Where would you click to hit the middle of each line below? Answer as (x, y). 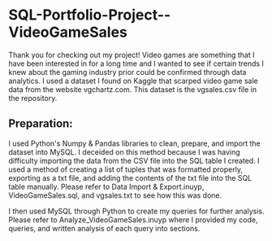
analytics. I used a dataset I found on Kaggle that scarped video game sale (133, 81)
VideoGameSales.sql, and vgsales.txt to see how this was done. (115, 195)
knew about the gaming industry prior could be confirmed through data (127, 72)
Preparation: (41, 124)
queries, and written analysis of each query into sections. (104, 228)
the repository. (33, 98)
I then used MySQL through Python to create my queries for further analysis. (136, 211)
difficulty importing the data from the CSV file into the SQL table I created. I (134, 160)
